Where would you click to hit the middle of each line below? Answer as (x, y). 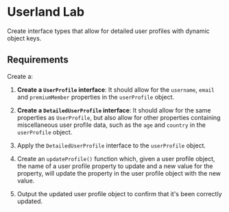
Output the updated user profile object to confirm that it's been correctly (119, 193)
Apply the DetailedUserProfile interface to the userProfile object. (111, 145)
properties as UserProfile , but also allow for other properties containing (119, 117)
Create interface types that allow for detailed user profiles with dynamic (109, 31)
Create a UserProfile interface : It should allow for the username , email (116, 89)
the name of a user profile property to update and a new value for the (115, 166)
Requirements (38, 60)
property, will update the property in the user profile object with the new (119, 173)
